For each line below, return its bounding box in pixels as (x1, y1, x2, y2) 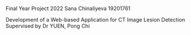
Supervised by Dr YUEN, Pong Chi (5, 23, 90, 29)
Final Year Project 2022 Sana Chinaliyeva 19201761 (5, 5, 131, 12)
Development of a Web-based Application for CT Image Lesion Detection (5, 16, 186, 23)
